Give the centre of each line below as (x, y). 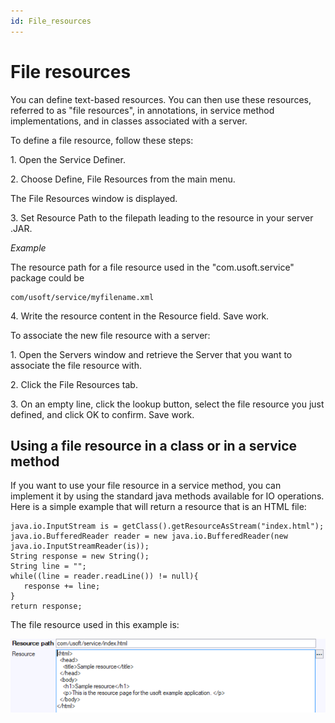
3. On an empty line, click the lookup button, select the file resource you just (167, 404)
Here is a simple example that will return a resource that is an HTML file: (158, 507)
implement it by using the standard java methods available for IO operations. (167, 496)
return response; (46, 606)
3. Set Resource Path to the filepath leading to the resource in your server (162, 217)
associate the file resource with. (76, 365)
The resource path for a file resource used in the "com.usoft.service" (152, 267)
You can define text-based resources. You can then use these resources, (161, 99)
